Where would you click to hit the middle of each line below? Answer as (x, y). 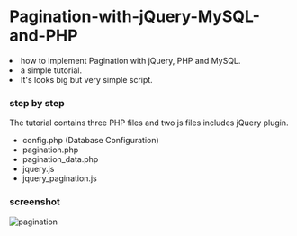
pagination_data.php (60, 159)
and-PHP (44, 36)
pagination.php (50, 150)
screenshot (35, 202)
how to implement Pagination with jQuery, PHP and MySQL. (131, 60)
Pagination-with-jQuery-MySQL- (135, 17)
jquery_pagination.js (59, 178)
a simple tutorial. (52, 70)
